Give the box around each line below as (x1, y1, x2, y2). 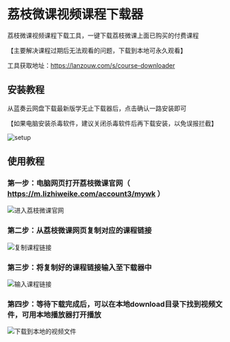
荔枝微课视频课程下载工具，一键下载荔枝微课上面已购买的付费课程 (7, 31, 199, 40)
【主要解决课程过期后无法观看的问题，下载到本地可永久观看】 (7, 46, 187, 54)
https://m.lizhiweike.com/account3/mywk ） (7, 189, 165, 199)
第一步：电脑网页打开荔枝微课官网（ (7, 178, 131, 188)
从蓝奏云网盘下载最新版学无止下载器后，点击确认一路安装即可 (7, 104, 187, 112)
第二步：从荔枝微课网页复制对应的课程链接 (7, 225, 152, 235)
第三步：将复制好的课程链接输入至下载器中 (7, 262, 152, 272)
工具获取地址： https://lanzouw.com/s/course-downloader (7, 61, 176, 69)
